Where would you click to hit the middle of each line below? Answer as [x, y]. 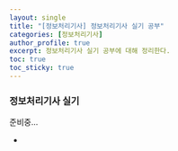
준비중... [24, 122]
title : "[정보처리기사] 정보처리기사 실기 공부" [87, 26]
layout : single [38, 18]
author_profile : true [50, 43]
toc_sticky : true [42, 68]
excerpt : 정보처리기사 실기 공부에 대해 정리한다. [90, 51]
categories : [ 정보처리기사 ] [56, 34]
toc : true [28, 59]
